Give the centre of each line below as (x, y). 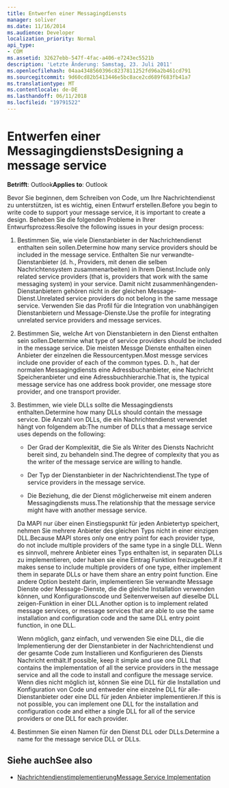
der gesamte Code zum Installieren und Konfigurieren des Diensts (110, 653)
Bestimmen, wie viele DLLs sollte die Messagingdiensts (95, 405)
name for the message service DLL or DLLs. (79, 739)
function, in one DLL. (46, 625)
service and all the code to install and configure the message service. (115, 674)
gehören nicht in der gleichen (105, 291)
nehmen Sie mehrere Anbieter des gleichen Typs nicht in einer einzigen (118, 531)
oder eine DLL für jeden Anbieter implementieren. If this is (140, 696)
